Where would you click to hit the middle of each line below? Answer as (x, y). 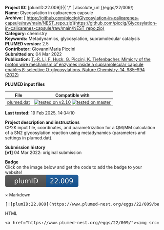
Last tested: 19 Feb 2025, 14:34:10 (40, 113)
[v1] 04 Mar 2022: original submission (43, 153)
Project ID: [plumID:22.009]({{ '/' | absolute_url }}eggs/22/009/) (70, 8)
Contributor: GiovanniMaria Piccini (40, 49)
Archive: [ (15, 18)
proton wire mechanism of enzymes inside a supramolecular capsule (74, 64)
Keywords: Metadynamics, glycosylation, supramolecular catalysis (72, 38)
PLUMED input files (25, 84)
